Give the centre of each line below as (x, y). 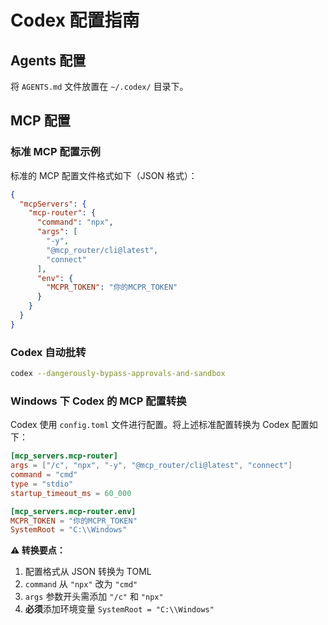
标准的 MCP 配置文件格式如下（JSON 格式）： (104, 175)
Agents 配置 (48, 60)
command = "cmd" (44, 475)
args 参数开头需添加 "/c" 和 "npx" (94, 597)
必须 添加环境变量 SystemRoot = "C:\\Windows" (119, 609)
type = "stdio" (42, 484)
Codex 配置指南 (75, 20)
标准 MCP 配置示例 (55, 152)
